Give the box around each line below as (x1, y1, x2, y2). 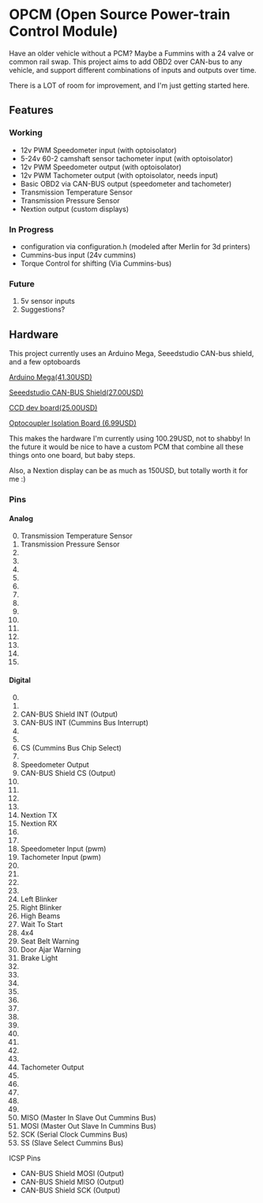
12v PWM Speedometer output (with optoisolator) (20, 162, 182, 172)
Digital (9, 675, 31, 685)
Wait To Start (20, 920, 63, 929)
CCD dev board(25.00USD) (9, 403, 98, 413)
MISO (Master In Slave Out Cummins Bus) (20, 1113, 156, 1122)
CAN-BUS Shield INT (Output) (20, 709, 118, 719)
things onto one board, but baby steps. (9, 451, 136, 460)
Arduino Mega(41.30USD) (9, 373, 93, 382)
